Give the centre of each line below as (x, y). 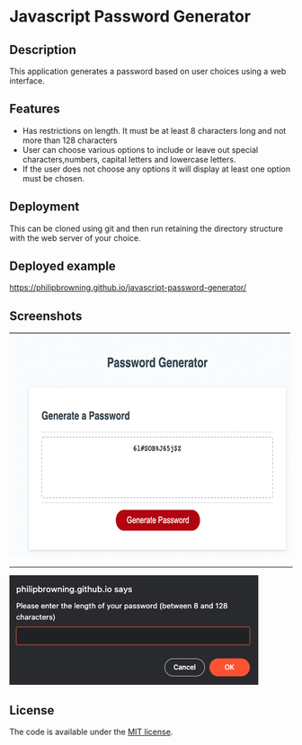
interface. (27, 81)
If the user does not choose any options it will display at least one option (156, 169)
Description (43, 50)
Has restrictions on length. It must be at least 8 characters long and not (154, 130)
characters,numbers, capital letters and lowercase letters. (129, 159)
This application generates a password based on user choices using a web (148, 71)
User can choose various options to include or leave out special (140, 149)
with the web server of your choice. (75, 238)
